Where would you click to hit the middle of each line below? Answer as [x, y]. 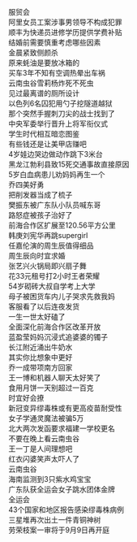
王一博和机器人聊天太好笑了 [55, 377]
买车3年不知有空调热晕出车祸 [57, 73]
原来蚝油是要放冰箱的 [44, 63]
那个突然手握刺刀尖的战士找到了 [62, 113]
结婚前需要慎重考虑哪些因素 [55, 42]
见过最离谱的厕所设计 [44, 93]
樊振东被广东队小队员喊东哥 [55, 205]
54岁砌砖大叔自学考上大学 [52, 286]
